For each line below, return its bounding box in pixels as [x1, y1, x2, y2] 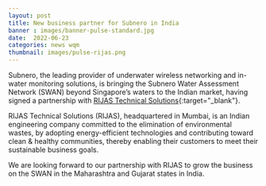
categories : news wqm [8, 41, 80, 49]
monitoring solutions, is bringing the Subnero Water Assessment [29, 79, 240, 88]
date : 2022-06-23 [8, 33, 69, 42]
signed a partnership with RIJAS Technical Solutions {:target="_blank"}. [8, 96, 241, 105]
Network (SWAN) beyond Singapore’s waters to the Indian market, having [8, 87, 249, 96]
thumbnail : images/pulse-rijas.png [8, 48, 126, 56]
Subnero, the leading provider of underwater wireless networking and [8, 71, 237, 79]
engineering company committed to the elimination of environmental [8, 120, 233, 129]
